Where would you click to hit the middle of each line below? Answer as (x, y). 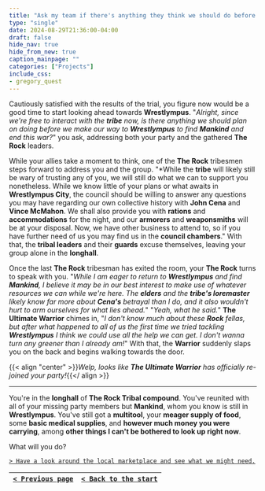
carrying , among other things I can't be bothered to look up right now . (125, 431)
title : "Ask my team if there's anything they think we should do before (132, 15)
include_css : (30, 74)
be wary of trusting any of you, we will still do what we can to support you (129, 177)
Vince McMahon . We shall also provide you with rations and (107, 211)
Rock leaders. (31, 146)
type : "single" (34, 23)
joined (19, 375)
